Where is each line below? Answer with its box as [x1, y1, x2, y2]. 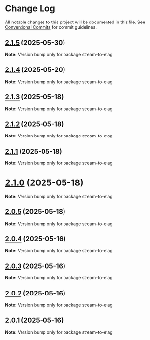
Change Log [5, 3, 55, 14]
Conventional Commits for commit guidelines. [5, 24, 97, 30]
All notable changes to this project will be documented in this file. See [5, 19, 146, 25]
